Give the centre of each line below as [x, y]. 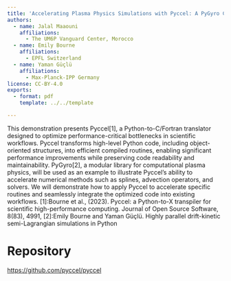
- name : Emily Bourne [44, 45]
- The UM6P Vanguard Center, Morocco [79, 39]
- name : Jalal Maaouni [46, 26]
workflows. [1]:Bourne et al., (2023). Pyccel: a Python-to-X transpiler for [109, 201]
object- [200, 143]
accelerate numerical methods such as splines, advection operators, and [110, 179]
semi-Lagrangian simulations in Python [63, 223]
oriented [19, 150]
